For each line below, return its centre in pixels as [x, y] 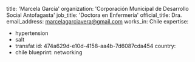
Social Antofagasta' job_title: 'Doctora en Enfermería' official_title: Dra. [94, 15]
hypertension [32, 33]
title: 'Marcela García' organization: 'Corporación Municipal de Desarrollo [98, 9]
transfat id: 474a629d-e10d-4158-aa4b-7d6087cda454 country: [95, 46]
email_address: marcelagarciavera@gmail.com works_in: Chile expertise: [97, 21]
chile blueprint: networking [49, 52]
